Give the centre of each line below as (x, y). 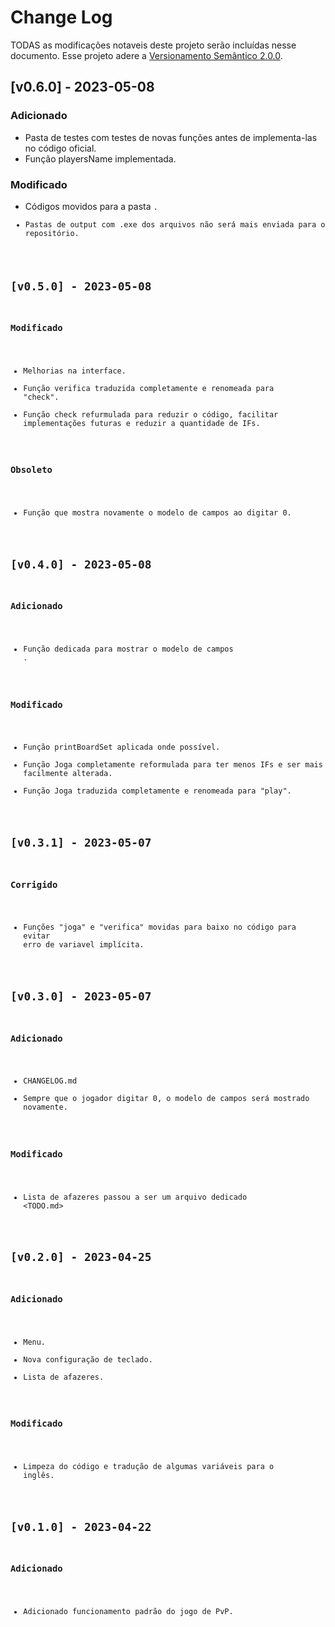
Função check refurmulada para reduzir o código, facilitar (151, 415)
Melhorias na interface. (75, 371)
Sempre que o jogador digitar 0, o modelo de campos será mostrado (166, 1099)
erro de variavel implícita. (84, 945)
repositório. (52, 233)
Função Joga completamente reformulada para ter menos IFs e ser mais (173, 765)
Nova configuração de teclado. (88, 1359)
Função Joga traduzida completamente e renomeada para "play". (157, 791)
